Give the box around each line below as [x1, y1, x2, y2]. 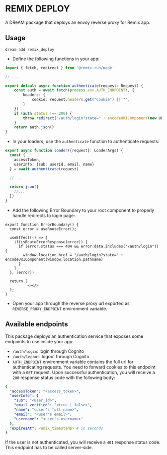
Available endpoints [5, 320, 68, 328]
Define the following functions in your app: [12, 56, 100, 62]
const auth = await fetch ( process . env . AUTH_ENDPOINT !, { [14, 88, 135, 93]
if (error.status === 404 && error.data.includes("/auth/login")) [18, 244, 159, 249]
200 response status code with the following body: [12, 375, 115, 380]
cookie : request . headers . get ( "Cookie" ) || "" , [31, 97, 130, 102]
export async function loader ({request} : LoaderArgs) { [5, 148, 123, 153]
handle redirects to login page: [12, 212, 76, 219]
